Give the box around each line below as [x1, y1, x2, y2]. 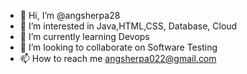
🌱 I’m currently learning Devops [19, 31, 150, 42]
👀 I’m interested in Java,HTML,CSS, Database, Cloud [19, 20, 238, 32]
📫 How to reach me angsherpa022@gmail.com [19, 53, 217, 64]
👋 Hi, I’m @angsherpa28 [19, 10, 121, 21]
